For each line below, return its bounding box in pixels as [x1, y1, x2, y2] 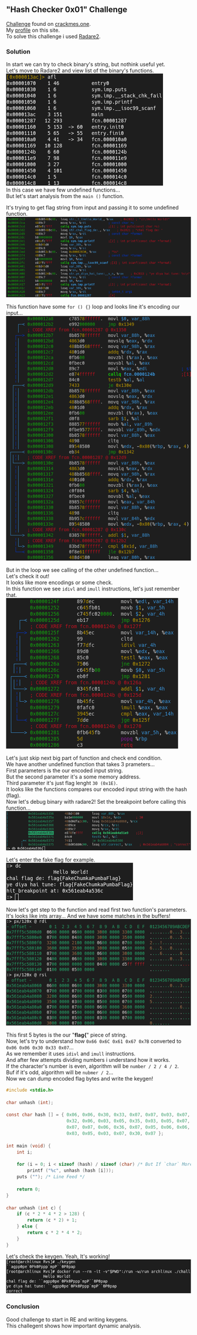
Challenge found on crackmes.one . [6, 20, 91, 27]
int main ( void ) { [6, 1143, 51, 1149]
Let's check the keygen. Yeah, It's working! [6, 1253, 110, 1260]
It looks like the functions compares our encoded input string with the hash [6, 786, 188, 793]
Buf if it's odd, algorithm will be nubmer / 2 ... [6, 1069, 114, 1076]
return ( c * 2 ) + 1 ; [27, 1217, 77, 1223]
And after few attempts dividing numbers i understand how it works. [6, 1056, 171, 1063]
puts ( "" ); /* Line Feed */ [16, 1174, 85, 1180]
